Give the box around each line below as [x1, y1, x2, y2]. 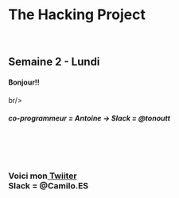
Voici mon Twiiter [8, 170, 77, 181]
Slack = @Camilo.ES [8, 180, 89, 192]
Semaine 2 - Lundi [8, 55, 100, 69]
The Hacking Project [8, 6, 146, 24]
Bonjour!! [8, 77, 40, 87]
